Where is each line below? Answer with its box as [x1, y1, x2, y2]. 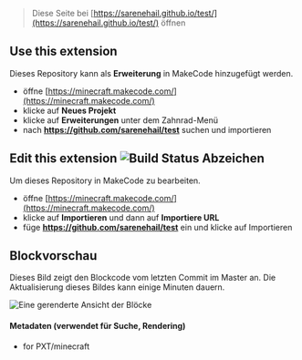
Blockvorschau [9, 248, 98, 263]
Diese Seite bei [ [31, 8, 94, 18]
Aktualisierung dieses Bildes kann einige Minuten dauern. [9, 282, 225, 293]
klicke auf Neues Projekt [22, 105, 117, 116]
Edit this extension [9, 150, 118, 167]
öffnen [161, 17, 186, 28]
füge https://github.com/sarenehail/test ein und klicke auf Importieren [22, 221, 293, 232]
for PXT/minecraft [22, 341, 89, 352]
